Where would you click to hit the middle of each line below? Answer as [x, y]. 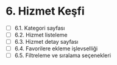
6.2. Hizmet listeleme [41, 35]
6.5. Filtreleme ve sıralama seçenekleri [62, 55]
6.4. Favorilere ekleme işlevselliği [56, 49]
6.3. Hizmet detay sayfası [46, 42]
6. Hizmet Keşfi [45, 11]
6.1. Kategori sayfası [40, 28]
